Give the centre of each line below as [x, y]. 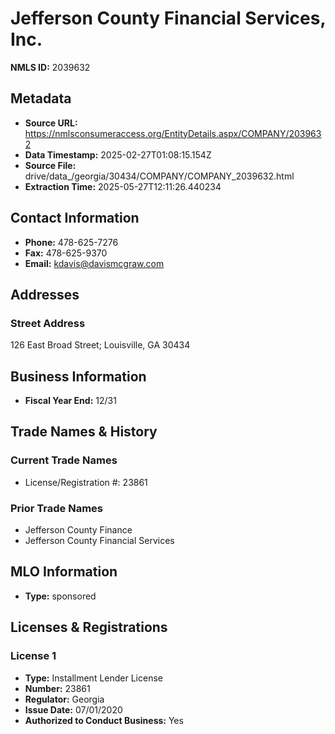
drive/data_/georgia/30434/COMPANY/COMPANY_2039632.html [159, 176]
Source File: [50, 165]
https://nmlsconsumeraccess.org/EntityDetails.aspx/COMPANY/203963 [173, 133]
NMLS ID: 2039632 [50, 67]
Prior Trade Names [57, 508]
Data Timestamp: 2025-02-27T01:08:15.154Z [118, 154]
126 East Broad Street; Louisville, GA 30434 [100, 345]
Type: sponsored [60, 596]
